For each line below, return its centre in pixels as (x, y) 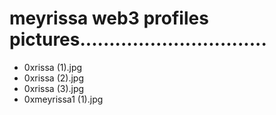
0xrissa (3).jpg (54, 88)
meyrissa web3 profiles (109, 18)
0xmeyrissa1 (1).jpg (63, 99)
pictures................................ (138, 39)
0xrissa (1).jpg (53, 67)
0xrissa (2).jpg (53, 78)
